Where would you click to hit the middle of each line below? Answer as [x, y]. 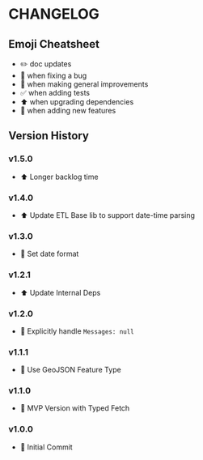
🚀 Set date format [49, 254]
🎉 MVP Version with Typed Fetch [75, 408]
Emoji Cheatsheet [54, 44]
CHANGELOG [54, 14]
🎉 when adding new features [68, 111]
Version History [49, 136]
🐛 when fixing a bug [53, 75]
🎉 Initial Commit [46, 447]
